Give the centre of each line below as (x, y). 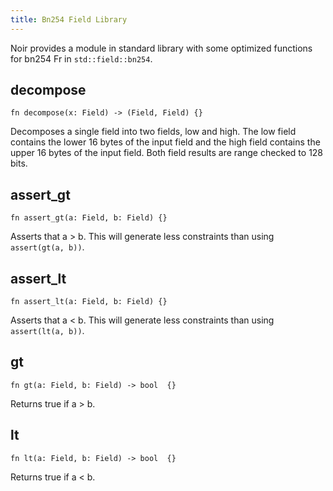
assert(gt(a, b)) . (47, 247)
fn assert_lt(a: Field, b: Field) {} (89, 302)
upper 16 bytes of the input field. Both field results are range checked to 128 (167, 153)
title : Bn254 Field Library (69, 19)
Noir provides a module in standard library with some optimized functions (161, 48)
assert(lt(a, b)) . (47, 331)
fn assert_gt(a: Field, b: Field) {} (89, 218)
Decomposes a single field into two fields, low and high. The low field (153, 132)
